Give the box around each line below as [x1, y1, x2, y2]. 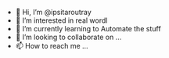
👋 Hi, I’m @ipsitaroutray [15, 8, 92, 16]
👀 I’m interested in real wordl [15, 16, 108, 25]
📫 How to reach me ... [15, 42, 88, 50]
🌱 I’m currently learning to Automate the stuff [15, 24, 162, 33]
